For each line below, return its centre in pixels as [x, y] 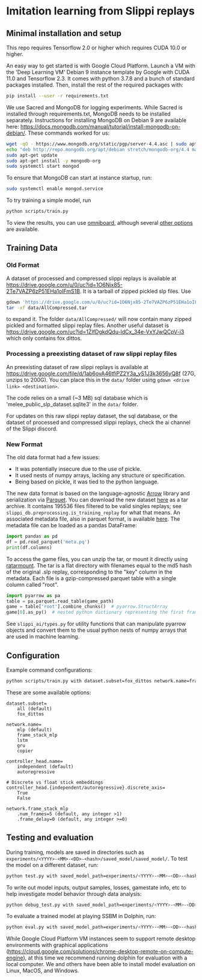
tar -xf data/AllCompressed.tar [47, 308]
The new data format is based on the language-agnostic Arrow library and [98, 494]
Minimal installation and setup [64, 33]
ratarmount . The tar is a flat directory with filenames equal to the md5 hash [99, 565]
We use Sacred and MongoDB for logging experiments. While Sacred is [94, 107]
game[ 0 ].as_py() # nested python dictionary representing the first [95, 612]
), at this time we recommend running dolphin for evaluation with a [105, 958]
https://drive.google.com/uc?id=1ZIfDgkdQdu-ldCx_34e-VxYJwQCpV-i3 [95, 332]
